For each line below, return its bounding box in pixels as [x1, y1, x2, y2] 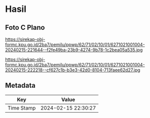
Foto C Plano [5, 23, 45, 32]
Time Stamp [7, 104, 36, 111]
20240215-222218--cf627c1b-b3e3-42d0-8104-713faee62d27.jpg [5, 67, 141, 73]
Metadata [5, 81, 36, 90]
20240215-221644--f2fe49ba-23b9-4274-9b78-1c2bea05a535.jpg [5, 47, 143, 53]
